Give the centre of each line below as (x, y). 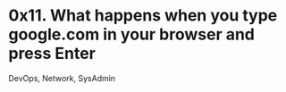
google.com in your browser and (132, 34)
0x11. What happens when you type (143, 16)
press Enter (52, 54)
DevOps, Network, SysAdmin (62, 78)
